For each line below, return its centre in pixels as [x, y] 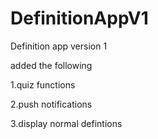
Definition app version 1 [59, 46]
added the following [51, 65]
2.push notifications [51, 104]
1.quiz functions [43, 84]
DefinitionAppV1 [79, 18]
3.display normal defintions [66, 123]
